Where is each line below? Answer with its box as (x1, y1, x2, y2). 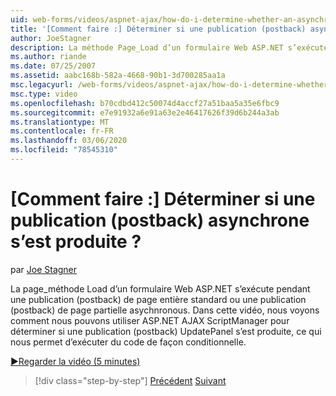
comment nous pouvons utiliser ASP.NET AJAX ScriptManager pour (10, 314, 290, 326)
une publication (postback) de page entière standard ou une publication (10, 293, 307, 305)
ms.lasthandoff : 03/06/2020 (10, 136, 128, 146)
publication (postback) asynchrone (10, 209, 310, 232)
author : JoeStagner (10, 33, 92, 43)
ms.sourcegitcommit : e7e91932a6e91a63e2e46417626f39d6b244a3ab (10, 107, 280, 118)
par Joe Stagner (10, 263, 78, 275)
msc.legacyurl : (10, 80, 74, 90)
